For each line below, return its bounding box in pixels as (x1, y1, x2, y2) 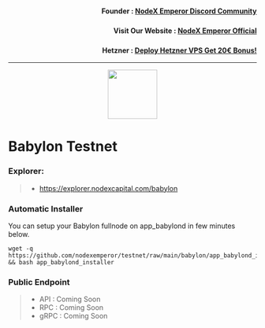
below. (8, 229, 30, 238)
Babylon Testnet (8, 138, 118, 156)
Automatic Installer (8, 203, 84, 214)
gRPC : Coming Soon (39, 311, 108, 321)
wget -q (8, 245, 34, 252)
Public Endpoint (8, 276, 70, 287)
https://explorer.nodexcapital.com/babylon (39, 183, 178, 193)
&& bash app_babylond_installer (8, 258, 114, 266)
